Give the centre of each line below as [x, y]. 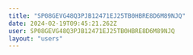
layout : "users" [36, 38]
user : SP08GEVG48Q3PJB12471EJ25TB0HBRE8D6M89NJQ [92, 31]
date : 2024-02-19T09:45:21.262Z [63, 23]
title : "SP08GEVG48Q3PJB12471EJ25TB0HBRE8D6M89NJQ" [97, 16]
